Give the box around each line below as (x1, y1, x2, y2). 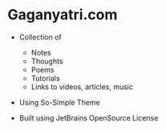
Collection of (18, 32, 62, 42)
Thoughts (30, 56, 63, 66)
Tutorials (30, 73, 61, 83)
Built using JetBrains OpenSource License (18, 113, 159, 122)
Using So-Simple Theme (18, 97, 101, 107)
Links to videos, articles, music (30, 82, 134, 92)
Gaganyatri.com (7, 6, 118, 24)
